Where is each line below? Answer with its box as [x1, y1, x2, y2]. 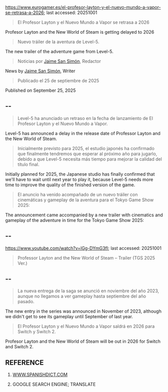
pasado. [17, 299, 35, 305]
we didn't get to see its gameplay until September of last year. [5, 314, 133, 320]
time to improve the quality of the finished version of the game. [5, 182, 135, 188]
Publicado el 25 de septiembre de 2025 [17, 78, 99, 83]
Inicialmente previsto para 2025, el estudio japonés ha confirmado [17, 145, 154, 151]
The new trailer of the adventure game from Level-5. [5, 49, 114, 54]
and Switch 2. [5, 344, 34, 350]
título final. [17, 161, 40, 167]
